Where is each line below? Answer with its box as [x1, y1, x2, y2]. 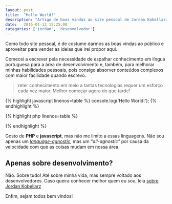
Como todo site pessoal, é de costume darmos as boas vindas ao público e [5, 40, 164, 47]
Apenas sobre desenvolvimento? [5, 158, 113, 167]
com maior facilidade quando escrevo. [5, 72, 87, 78]
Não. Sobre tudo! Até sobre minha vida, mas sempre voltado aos [5, 172, 142, 178]
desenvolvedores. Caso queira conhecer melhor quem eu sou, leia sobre [5, 177, 159, 183]
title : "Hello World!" [5, 12, 56, 17]
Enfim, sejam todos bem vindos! [5, 193, 73, 199]
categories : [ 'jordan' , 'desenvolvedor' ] [5, 27, 95, 32]
